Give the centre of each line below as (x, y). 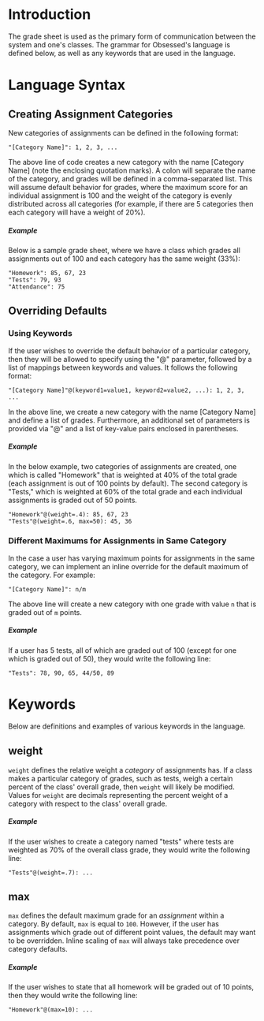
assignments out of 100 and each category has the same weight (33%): (124, 259)
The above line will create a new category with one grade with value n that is (132, 604)
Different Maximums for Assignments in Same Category (117, 541)
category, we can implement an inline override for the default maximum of (128, 566)
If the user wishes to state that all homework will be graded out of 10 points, (131, 987)
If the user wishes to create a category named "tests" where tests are (121, 841)
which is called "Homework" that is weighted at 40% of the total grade (123, 475)
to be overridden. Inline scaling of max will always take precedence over (124, 941)
